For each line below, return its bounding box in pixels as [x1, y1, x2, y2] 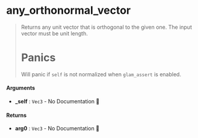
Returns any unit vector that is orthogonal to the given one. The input [20, 23, 193, 31]
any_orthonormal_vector [6, 4, 131, 17]
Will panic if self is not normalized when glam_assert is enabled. [20, 70, 182, 78]
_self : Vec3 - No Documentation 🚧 [14, 98, 100, 105]
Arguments [6, 85, 36, 92]
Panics [20, 51, 56, 65]
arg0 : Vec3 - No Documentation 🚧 [14, 125, 100, 132]
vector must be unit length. [20, 29, 88, 37]
